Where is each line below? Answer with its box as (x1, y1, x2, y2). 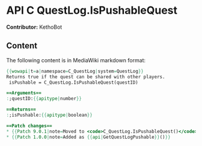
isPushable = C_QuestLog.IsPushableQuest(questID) (8, 79, 138, 86)
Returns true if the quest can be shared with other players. (6, 74, 165, 80)
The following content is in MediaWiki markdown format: (6, 56, 146, 63)
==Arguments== (6, 90, 42, 96)
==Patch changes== (6, 123, 52, 129)
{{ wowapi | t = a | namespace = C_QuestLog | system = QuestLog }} (6, 68, 144, 74)
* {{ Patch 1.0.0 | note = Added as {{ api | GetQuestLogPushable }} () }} (6, 134, 171, 140)
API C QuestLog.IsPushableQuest (6, 4, 177, 17)
